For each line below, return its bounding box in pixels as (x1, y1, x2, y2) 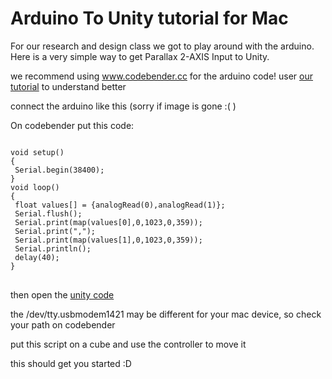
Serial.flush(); (14, 208, 83, 219)
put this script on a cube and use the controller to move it (10, 338, 247, 350)
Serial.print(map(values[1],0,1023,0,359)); (14, 235, 203, 245)
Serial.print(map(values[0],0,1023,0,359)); (14, 217, 203, 227)
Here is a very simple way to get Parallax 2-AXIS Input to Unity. (10, 50, 270, 62)
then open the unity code (10, 288, 115, 301)
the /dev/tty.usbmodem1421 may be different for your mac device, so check (10, 308, 322, 320)
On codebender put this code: (10, 119, 135, 131)
